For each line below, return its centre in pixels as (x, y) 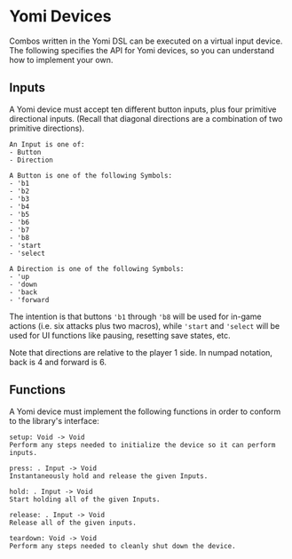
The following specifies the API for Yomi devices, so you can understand (142, 50)
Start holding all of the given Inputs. (85, 499)
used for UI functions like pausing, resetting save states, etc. (120, 335)
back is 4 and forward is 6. (58, 362)
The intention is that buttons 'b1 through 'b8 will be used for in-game (135, 316)
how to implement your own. (61, 60)
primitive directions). (47, 128)
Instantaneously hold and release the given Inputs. (109, 476)
